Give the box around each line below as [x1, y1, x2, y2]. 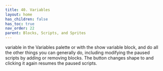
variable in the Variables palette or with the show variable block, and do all [5, 44, 158, 50]
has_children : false [5, 16, 48, 21]
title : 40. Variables [5, 7, 50, 12]
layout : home [5, 12, 32, 17]
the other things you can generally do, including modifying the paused [5, 49, 150, 55]
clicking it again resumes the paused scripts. [5, 60, 97, 66]
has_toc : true [5, 21, 35, 26]
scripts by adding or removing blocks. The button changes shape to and [5, 55, 154, 60]
